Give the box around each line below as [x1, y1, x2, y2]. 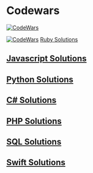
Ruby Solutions [40, 35, 78, 43]
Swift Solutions [6, 157, 65, 168]
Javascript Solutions [6, 53, 87, 64]
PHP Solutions [6, 116, 62, 126]
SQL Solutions [6, 136, 62, 147]
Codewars [6, 4, 60, 18]
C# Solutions [6, 95, 57, 106]
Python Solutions [6, 74, 73, 84]
